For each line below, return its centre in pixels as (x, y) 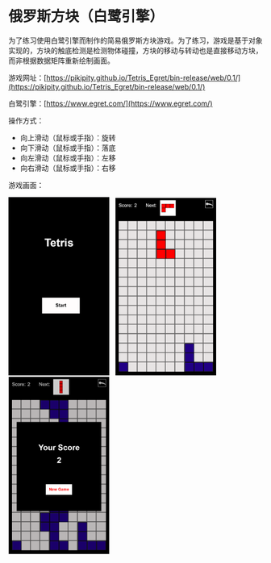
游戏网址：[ (27, 77)
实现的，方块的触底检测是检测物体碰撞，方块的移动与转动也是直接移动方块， (135, 50)
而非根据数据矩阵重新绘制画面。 (61, 60)
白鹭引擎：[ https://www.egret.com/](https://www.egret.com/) (110, 103)
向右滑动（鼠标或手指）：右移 (68, 168)
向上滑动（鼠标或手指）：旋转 (68, 137)
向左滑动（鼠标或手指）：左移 (68, 157)
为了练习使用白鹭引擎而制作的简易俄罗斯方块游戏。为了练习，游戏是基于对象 (135, 40)
